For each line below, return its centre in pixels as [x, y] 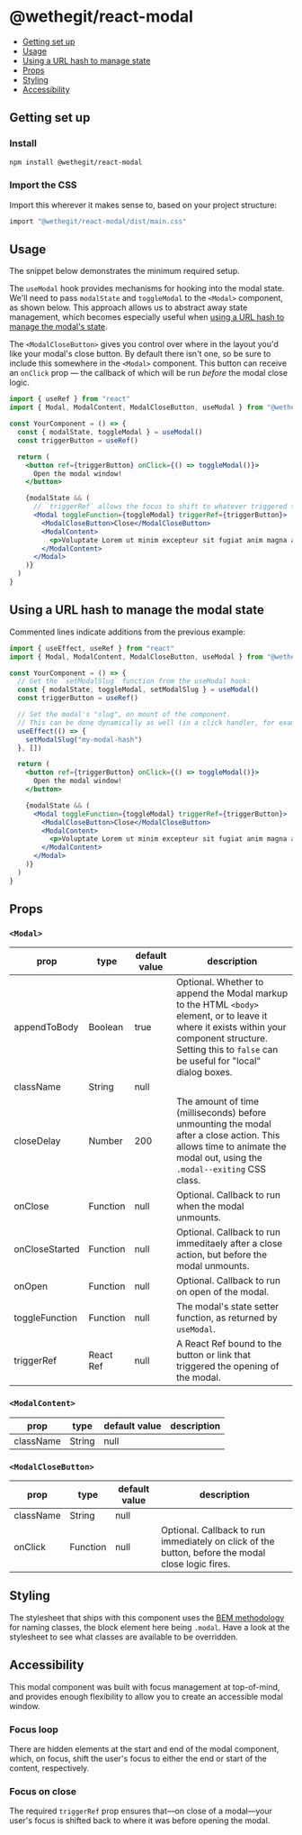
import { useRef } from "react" [70, 399]
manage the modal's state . [58, 327]
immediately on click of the [218, 1541]
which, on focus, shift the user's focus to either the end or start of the [138, 1758]
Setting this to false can [227, 1050]
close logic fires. [195, 1564]
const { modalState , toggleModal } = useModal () [110, 433]
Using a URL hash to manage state [86, 60]
